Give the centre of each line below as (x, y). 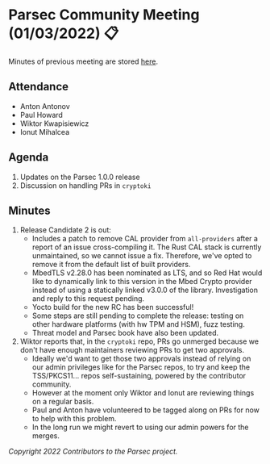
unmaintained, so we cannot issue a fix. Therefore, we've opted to (142, 256)
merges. (46, 436)
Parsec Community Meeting (104, 15)
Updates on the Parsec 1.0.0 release (80, 177)
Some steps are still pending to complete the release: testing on (138, 316)
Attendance (39, 87)
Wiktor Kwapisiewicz (54, 123)
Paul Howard (41, 115)
